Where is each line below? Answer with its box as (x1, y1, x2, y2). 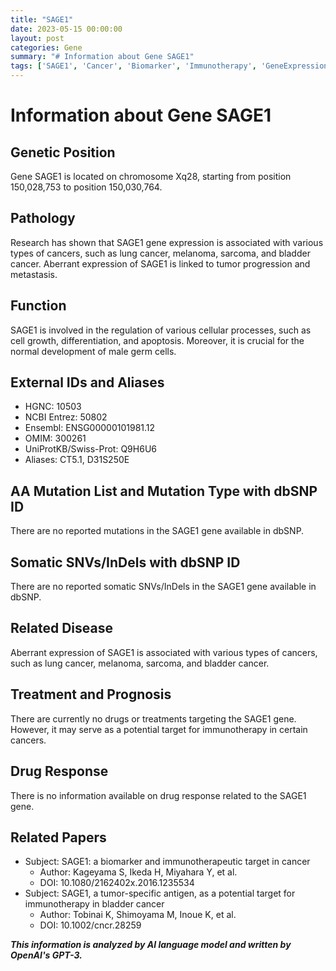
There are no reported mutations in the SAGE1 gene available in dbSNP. (10, 525, 305, 537)
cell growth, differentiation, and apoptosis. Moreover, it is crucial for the (10, 334, 305, 346)
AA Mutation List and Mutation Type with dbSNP (10, 482, 318, 500)
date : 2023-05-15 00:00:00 (10, 24, 123, 34)
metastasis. (10, 268, 58, 280)
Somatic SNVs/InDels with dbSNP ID (10, 554, 241, 571)
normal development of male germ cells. (10, 345, 177, 357)
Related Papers (10, 829, 107, 846)
